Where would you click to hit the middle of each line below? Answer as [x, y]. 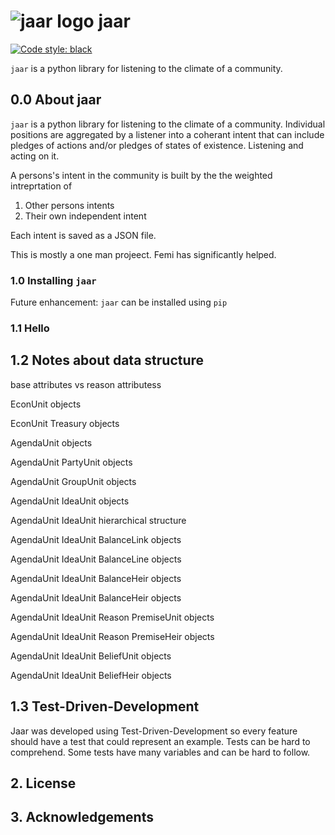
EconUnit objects [46, 404]
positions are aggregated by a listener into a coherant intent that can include [167, 134]
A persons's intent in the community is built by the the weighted [141, 175]
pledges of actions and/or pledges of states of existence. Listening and [157, 145]
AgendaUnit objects [51, 442]
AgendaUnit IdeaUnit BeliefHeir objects [91, 675]
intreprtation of [41, 186]
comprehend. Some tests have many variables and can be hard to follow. [160, 752]
